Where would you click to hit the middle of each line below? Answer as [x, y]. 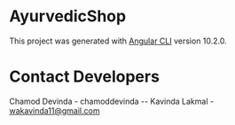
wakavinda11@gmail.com [55, 110]
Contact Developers [84, 77]
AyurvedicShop [68, 16]
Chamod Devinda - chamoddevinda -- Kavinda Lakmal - [112, 101]
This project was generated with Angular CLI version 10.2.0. [118, 41]
